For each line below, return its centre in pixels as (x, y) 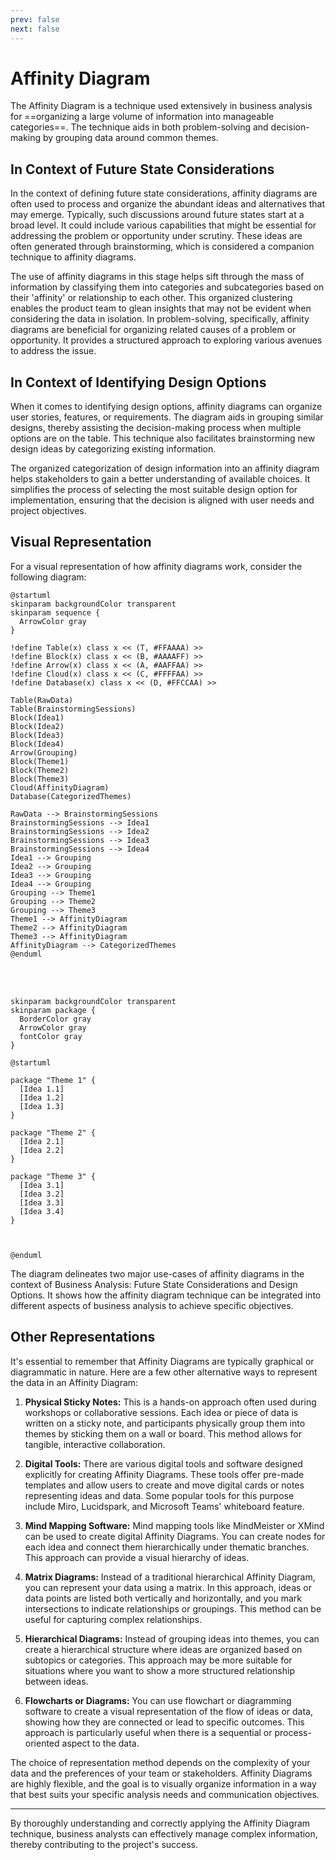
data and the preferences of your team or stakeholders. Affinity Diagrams (161, 1773)
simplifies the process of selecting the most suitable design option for (154, 490)
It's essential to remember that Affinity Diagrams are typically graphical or (162, 1361)
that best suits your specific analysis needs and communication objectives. (165, 1794)
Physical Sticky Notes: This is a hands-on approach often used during (170, 1402)
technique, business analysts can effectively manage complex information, (164, 1833)
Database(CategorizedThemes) (71, 796)
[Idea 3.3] (42, 1202)
